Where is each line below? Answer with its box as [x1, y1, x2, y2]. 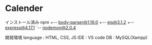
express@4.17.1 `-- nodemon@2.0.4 [5, 24, 76, 30]
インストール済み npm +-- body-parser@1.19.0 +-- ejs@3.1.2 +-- [5, 19, 134, 25]
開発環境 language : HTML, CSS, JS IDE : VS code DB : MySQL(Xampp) [5, 34, 148, 40]
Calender [5, 3, 43, 14]
